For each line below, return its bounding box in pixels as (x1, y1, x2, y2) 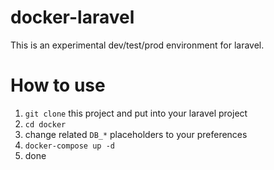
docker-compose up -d (24, 141, 115, 151)
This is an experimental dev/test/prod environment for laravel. (10, 39, 265, 51)
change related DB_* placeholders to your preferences (24, 128, 248, 140)
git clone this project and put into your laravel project (24, 107, 248, 119)
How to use (10, 74, 106, 97)
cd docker (24, 119, 67, 130)
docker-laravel (10, 6, 135, 29)
